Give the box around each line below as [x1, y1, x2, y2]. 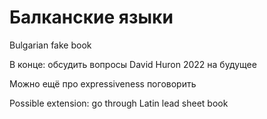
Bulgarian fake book [9, 39, 92, 51]
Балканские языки [9, 6, 174, 29]
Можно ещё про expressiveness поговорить [9, 77, 197, 90]
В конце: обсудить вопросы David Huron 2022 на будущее [9, 58, 257, 70]
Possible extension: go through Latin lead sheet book [9, 97, 229, 109]
